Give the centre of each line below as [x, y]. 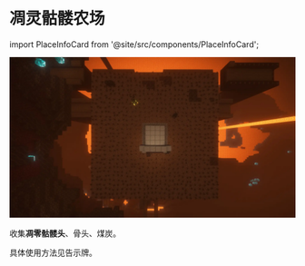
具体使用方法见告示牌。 [53, 253]
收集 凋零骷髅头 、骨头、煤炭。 [65, 233]
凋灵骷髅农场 [58, 19]
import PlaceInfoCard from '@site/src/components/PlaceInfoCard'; [134, 44]
